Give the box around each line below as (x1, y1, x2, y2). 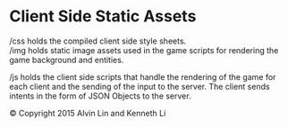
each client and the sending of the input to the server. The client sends (9, 81, 270, 91)
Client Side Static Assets (9, 6, 197, 27)
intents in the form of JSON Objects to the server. (9, 91, 191, 101)
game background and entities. (9, 54, 124, 65)
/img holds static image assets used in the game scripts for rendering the (9, 44, 279, 55)
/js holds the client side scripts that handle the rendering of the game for (9, 71, 276, 82)
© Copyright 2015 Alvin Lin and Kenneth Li (9, 107, 166, 118)
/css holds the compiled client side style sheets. (9, 36, 187, 46)
